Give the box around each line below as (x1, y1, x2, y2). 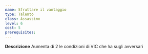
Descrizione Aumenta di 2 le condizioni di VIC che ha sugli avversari (5, 44, 143, 49)
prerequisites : (5, 30, 36, 35)
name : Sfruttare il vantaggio (5, 7, 67, 12)
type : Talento (5, 12, 34, 17)
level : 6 (5, 21, 23, 26)
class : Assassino (5, 16, 41, 21)
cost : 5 (5, 26, 21, 30)
